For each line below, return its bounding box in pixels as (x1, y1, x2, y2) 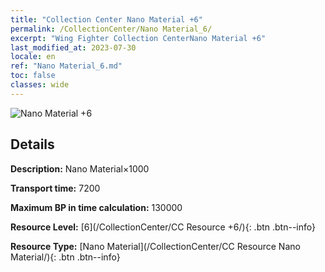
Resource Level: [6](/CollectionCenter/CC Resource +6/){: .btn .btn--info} (10, 221, 316, 233)
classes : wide (10, 80, 70, 90)
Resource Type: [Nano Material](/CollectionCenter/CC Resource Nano (10, 240, 301, 252)
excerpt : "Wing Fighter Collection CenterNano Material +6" (10, 33, 267, 43)
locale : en (10, 52, 56, 62)
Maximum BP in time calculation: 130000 (10, 201, 183, 213)
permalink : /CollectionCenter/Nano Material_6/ (10, 24, 213, 34)
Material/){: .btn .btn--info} (10, 251, 121, 263)
